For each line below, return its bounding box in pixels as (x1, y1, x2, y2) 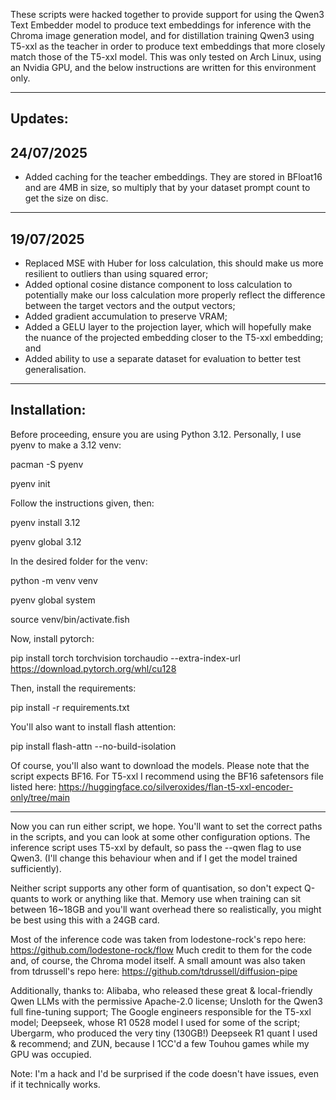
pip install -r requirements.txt (10, 701, 130, 713)
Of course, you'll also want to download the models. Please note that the (10, 759, 310, 771)
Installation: (10, 402, 87, 419)
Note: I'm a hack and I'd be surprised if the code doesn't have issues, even (10, 1067, 319, 1079)
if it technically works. (10, 1078, 101, 1090)
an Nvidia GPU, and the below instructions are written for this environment (10, 62, 317, 73)
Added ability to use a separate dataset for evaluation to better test (24, 353, 302, 365)
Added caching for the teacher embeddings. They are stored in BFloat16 (24, 171, 323, 183)
